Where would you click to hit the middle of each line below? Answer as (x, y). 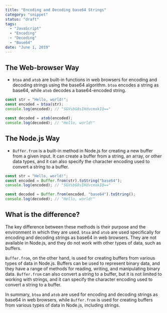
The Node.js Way (33, 139)
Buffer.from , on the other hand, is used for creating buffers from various (80, 258)
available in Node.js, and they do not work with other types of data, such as (83, 243)
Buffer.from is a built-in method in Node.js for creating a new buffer (82, 150)
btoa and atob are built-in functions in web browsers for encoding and (85, 80)
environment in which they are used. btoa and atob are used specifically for (83, 232)
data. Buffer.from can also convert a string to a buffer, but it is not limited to (83, 274)
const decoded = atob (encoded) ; (39, 118)
